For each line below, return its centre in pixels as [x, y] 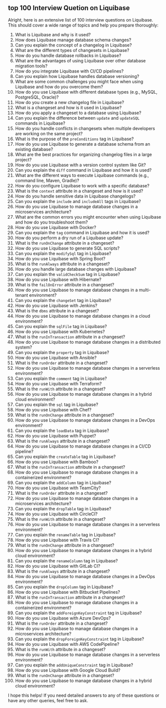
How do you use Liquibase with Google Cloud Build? [68, 670]
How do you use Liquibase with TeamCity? [58, 488]
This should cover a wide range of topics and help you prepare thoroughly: [83, 25]
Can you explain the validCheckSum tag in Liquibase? [67, 274]
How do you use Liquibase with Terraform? [58, 383]
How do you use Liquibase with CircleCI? [56, 514]
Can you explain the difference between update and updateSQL [77, 118]
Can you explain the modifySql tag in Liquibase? [63, 253]
